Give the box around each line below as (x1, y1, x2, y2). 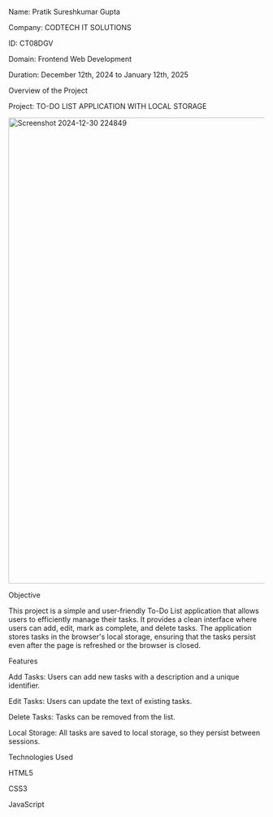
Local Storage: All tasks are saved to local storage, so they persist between (8, 728, 261, 737)
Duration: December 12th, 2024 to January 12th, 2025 (8, 70, 189, 80)
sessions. (8, 737, 41, 746)
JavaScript (8, 800, 45, 809)
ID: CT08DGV (8, 38, 54, 48)
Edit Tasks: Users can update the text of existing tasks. (8, 697, 193, 706)
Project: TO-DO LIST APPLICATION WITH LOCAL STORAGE (8, 102, 207, 111)
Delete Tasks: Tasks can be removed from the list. (8, 712, 176, 722)
